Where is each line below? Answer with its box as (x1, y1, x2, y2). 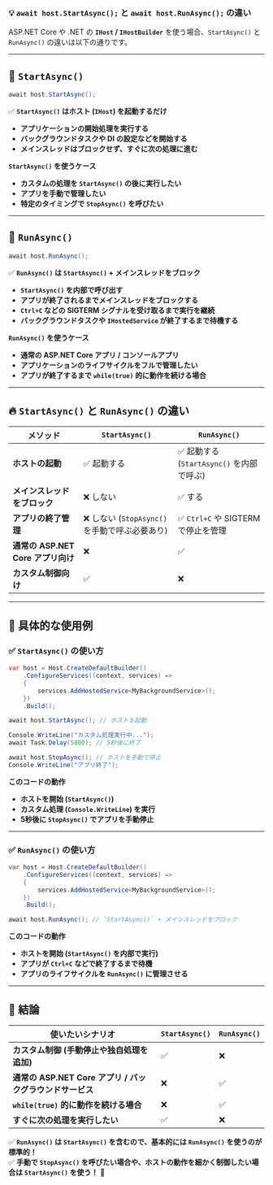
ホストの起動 (12, 458, 63, 469)
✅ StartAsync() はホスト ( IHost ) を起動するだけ (8, 106, 168, 115)
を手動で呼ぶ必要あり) (83, 525, 168, 536)
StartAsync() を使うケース (8, 161, 97, 171)
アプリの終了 (12, 513, 63, 524)
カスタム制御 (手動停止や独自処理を (12, 1044, 149, 1056)
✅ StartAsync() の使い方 (8, 645, 104, 656)
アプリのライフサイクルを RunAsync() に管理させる (19, 969, 188, 979)
